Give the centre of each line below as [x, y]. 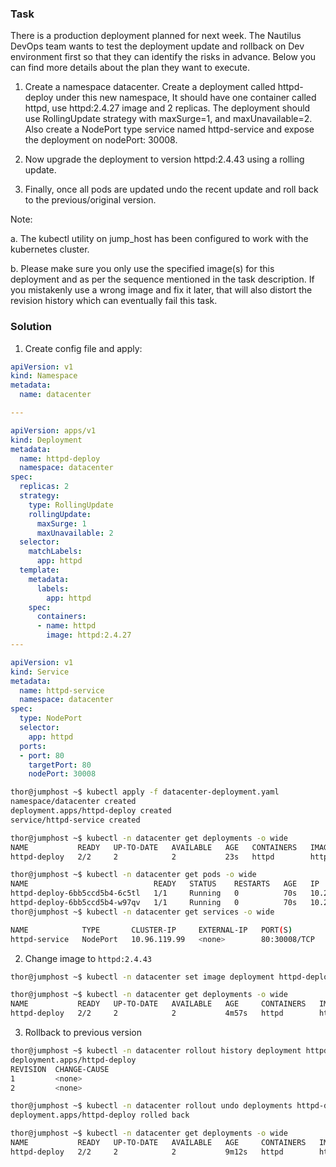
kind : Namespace [44, 376]
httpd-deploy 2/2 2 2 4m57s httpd [147, 1013]
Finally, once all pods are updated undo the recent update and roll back [171, 189]
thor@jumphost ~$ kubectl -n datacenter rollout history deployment [156, 1051]
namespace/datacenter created [73, 802]
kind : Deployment [46, 440]
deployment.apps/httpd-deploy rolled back [100, 1115]
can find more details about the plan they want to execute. [130, 68]
